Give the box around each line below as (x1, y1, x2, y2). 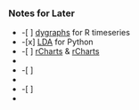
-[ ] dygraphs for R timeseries (20, 27, 131, 38)
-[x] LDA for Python (20, 36, 94, 47)
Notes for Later (8, 7, 75, 20)
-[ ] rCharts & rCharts (20, 46, 100, 57)
